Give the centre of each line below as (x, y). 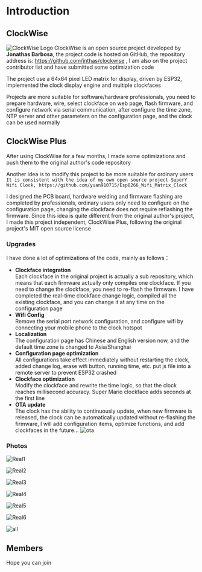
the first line (30, 398)
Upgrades (21, 244)
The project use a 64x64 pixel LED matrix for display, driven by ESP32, (94, 79)
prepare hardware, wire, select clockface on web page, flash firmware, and (100, 103)
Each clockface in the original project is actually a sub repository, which (104, 276)
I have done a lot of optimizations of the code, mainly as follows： (88, 258)
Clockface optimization (45, 379)
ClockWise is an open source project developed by (117, 48)
